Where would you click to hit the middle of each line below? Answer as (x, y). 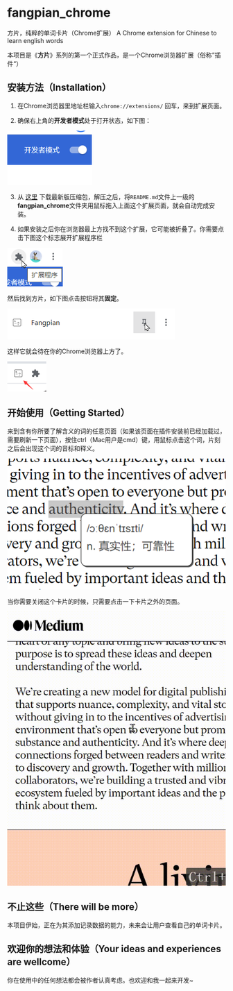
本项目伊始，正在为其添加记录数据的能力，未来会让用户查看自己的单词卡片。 (116, 925)
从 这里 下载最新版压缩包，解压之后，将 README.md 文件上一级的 (106, 196)
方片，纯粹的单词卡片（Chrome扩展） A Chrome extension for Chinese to (112, 33)
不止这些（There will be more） (76, 907)
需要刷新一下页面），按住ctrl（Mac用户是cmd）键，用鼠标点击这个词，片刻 (114, 439)
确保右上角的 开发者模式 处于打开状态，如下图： (84, 120)
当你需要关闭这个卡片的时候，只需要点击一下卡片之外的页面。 (95, 601)
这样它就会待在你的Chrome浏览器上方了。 (67, 351)
